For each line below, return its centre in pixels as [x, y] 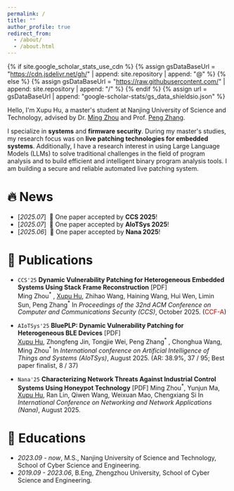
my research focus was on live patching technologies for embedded [108, 139]
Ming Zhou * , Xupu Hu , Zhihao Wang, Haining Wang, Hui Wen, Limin [116, 295]
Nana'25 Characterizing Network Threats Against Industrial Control [117, 379]
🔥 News [31, 197]
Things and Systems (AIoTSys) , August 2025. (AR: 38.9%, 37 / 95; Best [121, 358]
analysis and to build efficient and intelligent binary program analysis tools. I [117, 161]
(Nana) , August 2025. [49, 410]
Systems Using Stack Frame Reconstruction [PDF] [92, 287]
